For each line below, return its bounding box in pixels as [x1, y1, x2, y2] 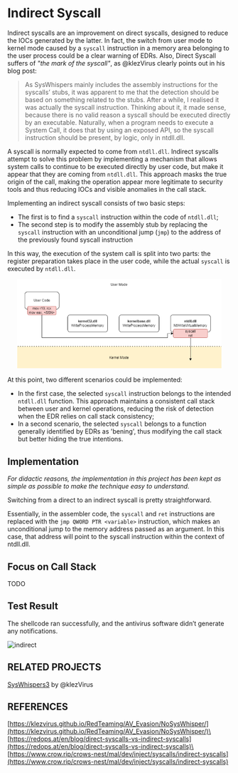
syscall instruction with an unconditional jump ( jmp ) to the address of [17, 227, 222, 236]
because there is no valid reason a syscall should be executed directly [24, 111, 231, 119]
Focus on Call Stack [7, 560, 97, 573]
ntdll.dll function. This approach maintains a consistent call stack [17, 397, 215, 406]
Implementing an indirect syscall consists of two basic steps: [7, 198, 186, 208]
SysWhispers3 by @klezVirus [7, 680, 94, 689]
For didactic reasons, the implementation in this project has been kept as [7, 474, 222, 483]
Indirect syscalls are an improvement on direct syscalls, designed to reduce [7, 29, 229, 37]
